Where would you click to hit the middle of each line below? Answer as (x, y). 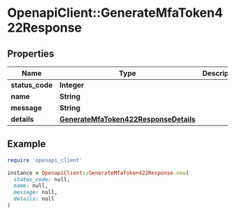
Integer (72, 85)
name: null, (31, 186)
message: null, (36, 193)
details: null (34, 199)
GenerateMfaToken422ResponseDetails (127, 119)
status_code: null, (42, 179)
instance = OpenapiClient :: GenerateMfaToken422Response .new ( (98, 173)
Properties (31, 54)
